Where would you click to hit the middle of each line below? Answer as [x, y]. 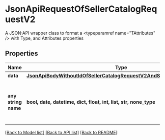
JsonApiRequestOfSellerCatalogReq [81, 9]
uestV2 [20, 19]
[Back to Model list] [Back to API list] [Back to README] [61, 132]
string [15, 102]
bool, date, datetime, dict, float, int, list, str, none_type [91, 102]
